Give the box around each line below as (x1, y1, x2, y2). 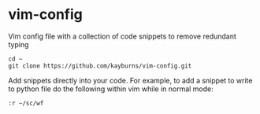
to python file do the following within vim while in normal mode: (8, 84, 214, 94)
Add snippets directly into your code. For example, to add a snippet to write (8, 75, 253, 85)
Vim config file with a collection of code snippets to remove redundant (8, 31, 236, 41)
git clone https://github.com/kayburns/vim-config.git (8, 61, 192, 70)
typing (8, 39, 29, 49)
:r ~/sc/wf (8, 99, 44, 107)
